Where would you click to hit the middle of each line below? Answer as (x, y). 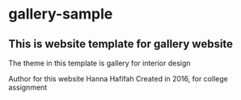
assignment (28, 87)
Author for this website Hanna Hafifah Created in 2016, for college (118, 79)
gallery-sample (61, 14)
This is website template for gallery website (120, 44)
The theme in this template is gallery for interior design (100, 63)
